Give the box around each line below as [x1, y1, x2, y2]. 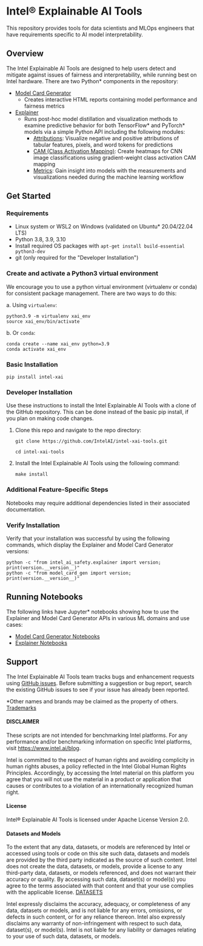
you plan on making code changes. [6, 415, 94, 422]
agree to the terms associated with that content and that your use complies [6, 882, 194, 889]
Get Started [6, 191, 51, 201]
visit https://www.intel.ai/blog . [6, 744, 81, 751]
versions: [6, 547, 29, 554]
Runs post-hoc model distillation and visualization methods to [24, 115, 178, 122]
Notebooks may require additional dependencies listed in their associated [6, 499, 190, 506]
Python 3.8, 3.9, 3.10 [15, 236, 66, 243]
